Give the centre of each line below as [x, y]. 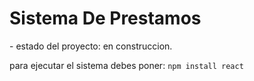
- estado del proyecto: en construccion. [91, 46]
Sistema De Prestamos [105, 18]
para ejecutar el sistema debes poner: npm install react [126, 65]
